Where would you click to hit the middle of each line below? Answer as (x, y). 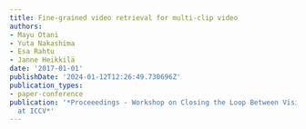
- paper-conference (46, 94)
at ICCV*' (36, 111)
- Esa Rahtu (32, 52)
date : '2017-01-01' (46, 69)
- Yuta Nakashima (42, 43)
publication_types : (46, 85)
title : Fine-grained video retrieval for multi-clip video (124, 18)
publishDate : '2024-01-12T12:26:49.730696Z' (95, 77)
